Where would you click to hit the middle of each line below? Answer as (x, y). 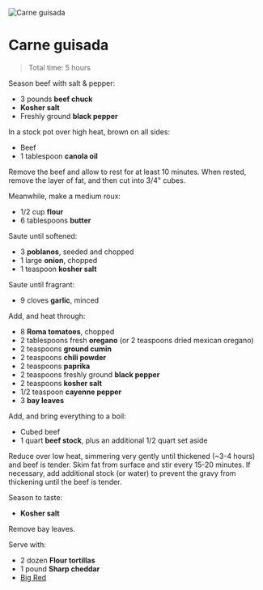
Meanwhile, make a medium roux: (65, 196)
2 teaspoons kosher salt (61, 383)
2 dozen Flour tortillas (57, 560)
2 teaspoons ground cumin (66, 349)
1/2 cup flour (42, 211)
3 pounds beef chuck (56, 99)
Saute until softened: (43, 236)
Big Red (33, 577)
